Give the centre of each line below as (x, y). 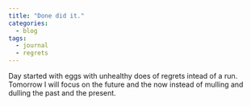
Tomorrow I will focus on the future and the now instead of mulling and (126, 84)
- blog (27, 31)
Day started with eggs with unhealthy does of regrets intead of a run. (123, 76)
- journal (32, 46)
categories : (28, 23)
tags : (17, 38)
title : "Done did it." (46, 16)
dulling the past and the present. (63, 93)
